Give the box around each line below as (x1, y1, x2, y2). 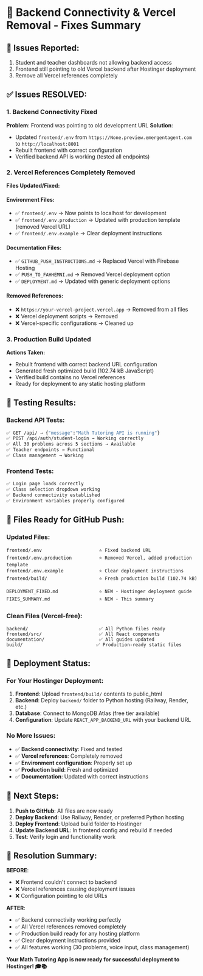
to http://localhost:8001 (15, 140, 79, 147)
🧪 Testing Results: (6, 397, 77, 408)
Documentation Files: (6, 244, 62, 251)
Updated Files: (6, 533, 50, 541)
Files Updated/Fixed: (6, 182, 60, 189)
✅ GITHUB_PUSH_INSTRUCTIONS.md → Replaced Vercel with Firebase (15, 257, 179, 265)
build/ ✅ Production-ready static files (6, 641, 182, 648)
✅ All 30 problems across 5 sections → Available (6, 441, 136, 447)
